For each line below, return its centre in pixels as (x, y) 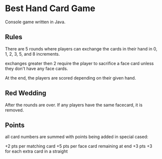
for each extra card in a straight (37, 151)
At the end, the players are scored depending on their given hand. (71, 78)
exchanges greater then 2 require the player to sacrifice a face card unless (79, 63)
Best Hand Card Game (50, 8)
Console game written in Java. (35, 22)
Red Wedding (26, 93)
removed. (15, 110)
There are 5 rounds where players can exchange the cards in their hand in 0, (81, 48)
